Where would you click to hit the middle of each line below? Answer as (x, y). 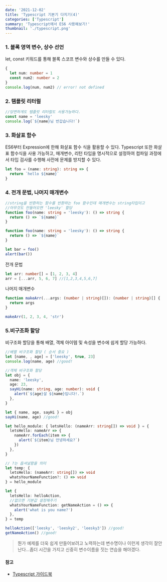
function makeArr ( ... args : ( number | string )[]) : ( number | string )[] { (83, 298)
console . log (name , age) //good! (39, 361)
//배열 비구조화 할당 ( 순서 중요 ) (37, 352)
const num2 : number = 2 (34, 78)
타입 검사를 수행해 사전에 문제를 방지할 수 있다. (56, 160)
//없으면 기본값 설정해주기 (33, 500)
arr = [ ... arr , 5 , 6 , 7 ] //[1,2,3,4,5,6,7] (51, 278)
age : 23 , (19, 385)
